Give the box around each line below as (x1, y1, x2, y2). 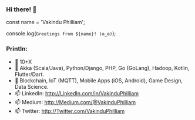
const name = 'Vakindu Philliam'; (6, 19, 85, 26)
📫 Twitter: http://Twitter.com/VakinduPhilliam (14, 107, 125, 114)
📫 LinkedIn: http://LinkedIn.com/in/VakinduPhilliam (14, 89, 139, 96)
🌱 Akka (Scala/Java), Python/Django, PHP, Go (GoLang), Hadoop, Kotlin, (14, 64, 190, 71)
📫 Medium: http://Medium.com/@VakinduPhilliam (14, 98, 136, 105)
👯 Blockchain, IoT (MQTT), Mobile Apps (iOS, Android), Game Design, (14, 76, 183, 84)
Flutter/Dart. (14, 71, 44, 78)
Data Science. (14, 83, 49, 90)
